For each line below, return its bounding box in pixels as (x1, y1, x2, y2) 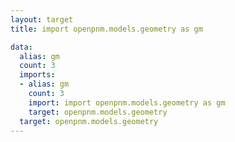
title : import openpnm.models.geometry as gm (10, 24, 203, 34)
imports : (19, 70, 56, 80)
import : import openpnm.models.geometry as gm (28, 97, 226, 108)
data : (10, 42, 33, 52)
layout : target (10, 14, 74, 25)
